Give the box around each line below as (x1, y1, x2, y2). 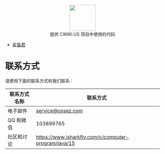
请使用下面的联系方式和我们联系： (5, 77, 74, 83)
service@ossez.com (36, 107, 83, 114)
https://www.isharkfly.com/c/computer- (36, 133, 129, 140)
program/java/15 (36, 140, 75, 147)
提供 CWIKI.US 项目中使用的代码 (50, 31, 115, 37)
